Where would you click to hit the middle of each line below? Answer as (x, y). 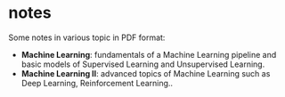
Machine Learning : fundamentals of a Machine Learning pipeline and (149, 54)
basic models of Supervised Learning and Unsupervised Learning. (143, 64)
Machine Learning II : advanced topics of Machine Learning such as (146, 73)
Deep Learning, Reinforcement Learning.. (97, 83)
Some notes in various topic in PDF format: (87, 37)
